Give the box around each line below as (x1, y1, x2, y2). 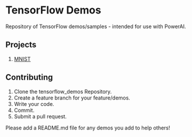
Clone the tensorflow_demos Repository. (13, 88, 112, 95)
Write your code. (13, 100, 55, 107)
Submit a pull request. (13, 112, 67, 120)
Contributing (5, 73, 53, 83)
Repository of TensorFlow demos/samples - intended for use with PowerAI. (5, 23, 186, 30)
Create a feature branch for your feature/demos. (13, 94, 131, 101)
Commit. (13, 107, 34, 114)
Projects (5, 40, 37, 50)
